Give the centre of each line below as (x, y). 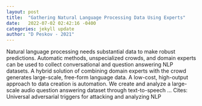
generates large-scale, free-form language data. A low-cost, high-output (97, 78)
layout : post (23, 12)
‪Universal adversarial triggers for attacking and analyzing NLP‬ (84, 97)
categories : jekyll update (40, 29)
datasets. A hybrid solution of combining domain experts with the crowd (96, 71)
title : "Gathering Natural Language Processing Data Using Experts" (96, 18)
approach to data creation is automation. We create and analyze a (89, 84)
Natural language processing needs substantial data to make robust (91, 51)
